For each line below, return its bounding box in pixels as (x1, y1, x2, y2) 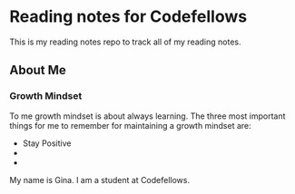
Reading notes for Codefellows (9, 6, 248, 27)
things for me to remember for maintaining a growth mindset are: (9, 120, 251, 131)
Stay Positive (22, 138, 72, 149)
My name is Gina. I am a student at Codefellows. (9, 174, 191, 185)
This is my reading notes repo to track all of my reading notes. (9, 36, 241, 47)
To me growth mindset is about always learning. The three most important (9, 111, 286, 121)
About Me (9, 63, 66, 78)
